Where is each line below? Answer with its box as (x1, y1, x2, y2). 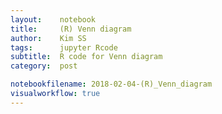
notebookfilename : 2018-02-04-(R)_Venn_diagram (10, 79, 213, 90)
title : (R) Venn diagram (10, 24, 132, 34)
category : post (10, 61, 78, 71)
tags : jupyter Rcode (10, 42, 118, 53)
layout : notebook (10, 14, 97, 25)
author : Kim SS (10, 33, 87, 43)
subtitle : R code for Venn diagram (10, 52, 163, 62)
